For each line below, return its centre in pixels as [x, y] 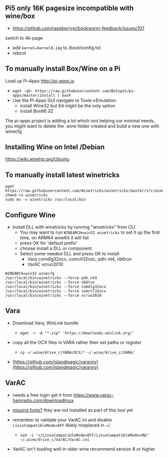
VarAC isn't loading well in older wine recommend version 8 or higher [84, 449]
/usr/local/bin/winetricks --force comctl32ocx [56, 291]
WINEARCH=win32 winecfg [30, 274]
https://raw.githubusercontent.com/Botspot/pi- [85, 91]
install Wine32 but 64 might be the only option [67, 105]
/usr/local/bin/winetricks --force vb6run [50, 282]
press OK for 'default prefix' [48, 243]
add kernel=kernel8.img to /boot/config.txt [56, 48]
